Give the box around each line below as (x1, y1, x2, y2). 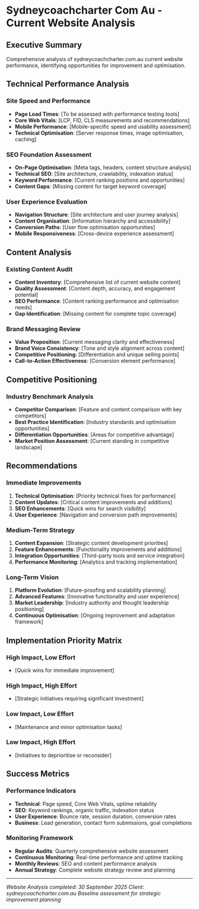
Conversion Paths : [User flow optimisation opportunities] (14, 224, 155, 231)
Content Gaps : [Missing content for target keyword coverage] (14, 182, 166, 190)
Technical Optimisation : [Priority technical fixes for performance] (14, 492, 176, 499)
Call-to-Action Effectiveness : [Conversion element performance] (14, 357, 176, 365)
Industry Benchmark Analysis (6, 392, 94, 401)
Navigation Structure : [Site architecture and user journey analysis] (14, 211, 179, 218)
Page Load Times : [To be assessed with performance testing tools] (14, 110, 179, 118)
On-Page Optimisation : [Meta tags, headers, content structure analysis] (14, 164, 191, 171)
